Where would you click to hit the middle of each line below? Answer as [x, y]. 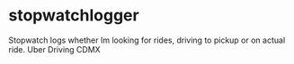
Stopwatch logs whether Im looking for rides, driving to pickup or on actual [147, 40]
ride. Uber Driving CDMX [54, 49]
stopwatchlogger [74, 16]
